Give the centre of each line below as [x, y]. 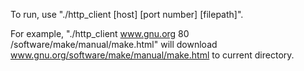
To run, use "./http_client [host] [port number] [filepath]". [127, 14]
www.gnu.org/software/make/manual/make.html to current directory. [152, 55]
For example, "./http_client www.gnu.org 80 [100, 33]
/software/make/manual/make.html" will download [114, 44]
